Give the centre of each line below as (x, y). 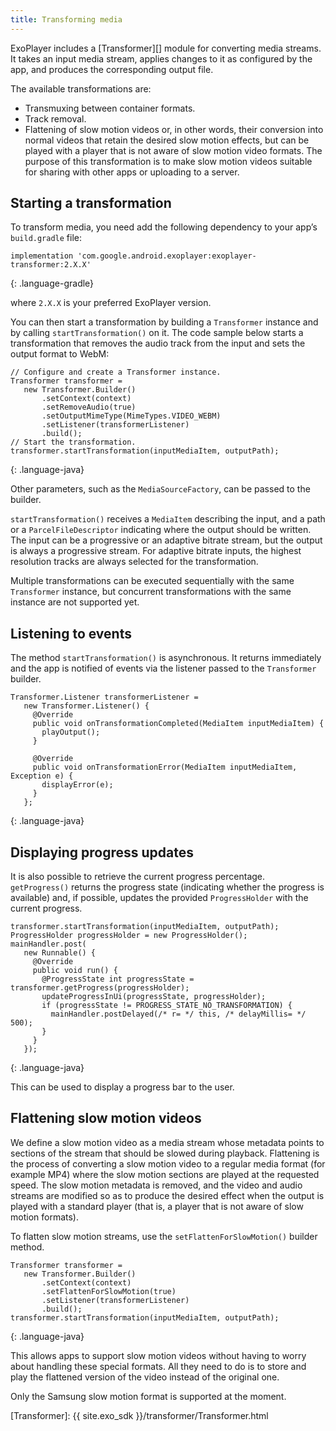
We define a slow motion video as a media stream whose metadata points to (167, 1142)
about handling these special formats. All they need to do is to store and (158, 1366)
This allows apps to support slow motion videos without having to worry (158, 1355)
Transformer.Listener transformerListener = (104, 697)
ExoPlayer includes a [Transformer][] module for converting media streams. (166, 48)
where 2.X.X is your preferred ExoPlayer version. (111, 303)
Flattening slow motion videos (106, 1118)
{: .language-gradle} (52, 283)
